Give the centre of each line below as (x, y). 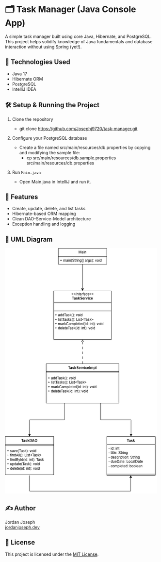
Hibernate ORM (27, 79)
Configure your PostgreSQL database (49, 138)
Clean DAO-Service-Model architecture (51, 219)
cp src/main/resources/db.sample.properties (71, 158)
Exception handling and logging (44, 224)
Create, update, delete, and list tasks (49, 209)
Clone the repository (32, 119)
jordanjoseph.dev (23, 527)
